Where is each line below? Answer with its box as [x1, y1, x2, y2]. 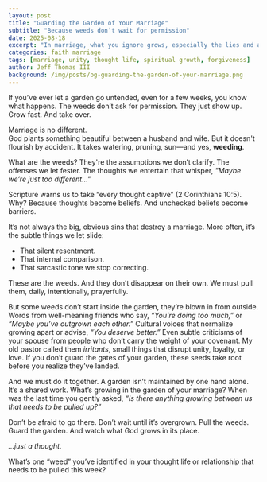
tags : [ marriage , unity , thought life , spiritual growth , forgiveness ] [8, 56, 250, 64]
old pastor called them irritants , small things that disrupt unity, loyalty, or [8, 344, 246, 354]
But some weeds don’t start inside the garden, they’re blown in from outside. [8, 301, 259, 311]
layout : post [8, 11, 52, 20]
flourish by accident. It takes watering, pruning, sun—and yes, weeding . [8, 142, 245, 151]
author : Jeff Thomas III [8, 64, 91, 72]
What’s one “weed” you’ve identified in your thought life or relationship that [8, 457, 254, 466]
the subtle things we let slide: [8, 230, 105, 239]
